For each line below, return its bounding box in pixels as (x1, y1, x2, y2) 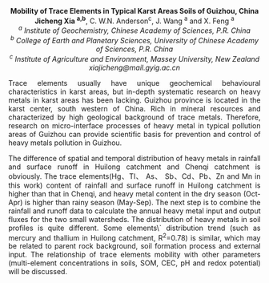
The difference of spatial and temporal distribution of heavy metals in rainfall (8, 153, 261, 163)
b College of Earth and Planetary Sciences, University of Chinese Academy (10, 34, 259, 45)
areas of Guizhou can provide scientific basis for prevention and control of (8, 129, 261, 139)
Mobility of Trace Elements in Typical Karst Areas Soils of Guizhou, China (10, 6, 259, 15)
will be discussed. (8, 267, 68, 277)
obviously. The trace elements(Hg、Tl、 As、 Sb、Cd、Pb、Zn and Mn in (8, 171, 261, 181)
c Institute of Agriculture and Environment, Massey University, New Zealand (9, 52, 260, 63)
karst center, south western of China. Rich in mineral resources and (8, 103, 261, 113)
